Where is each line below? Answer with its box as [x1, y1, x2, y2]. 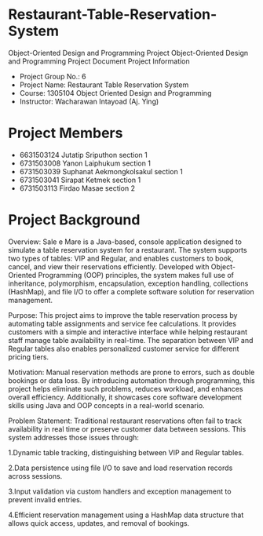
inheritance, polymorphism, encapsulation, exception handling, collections [8, 279, 249, 288]
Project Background [8, 211, 141, 229]
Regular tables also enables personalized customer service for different [8, 344, 239, 353]
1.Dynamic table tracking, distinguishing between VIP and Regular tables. [8, 447, 244, 457]
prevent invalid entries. [8, 494, 82, 504]
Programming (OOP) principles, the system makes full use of [38, 270, 234, 279]
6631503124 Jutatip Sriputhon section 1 [19, 150, 148, 159]
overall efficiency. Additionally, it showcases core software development [8, 392, 242, 402]
